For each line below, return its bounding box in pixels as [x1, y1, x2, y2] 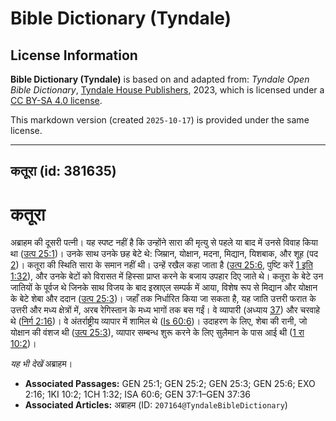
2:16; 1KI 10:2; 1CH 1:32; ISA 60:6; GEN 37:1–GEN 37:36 [24, 388, 252, 401]
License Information [10, 47, 138, 64]
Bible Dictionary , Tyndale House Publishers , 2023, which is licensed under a [10, 84, 325, 96]
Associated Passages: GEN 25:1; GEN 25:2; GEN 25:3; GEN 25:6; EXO [24, 378, 316, 390]
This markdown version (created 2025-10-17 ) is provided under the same [10, 114, 310, 126]
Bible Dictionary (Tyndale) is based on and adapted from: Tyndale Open [10, 73, 310, 85]
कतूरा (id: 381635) [10, 163, 117, 180]
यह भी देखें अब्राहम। [10, 358, 73, 370]
